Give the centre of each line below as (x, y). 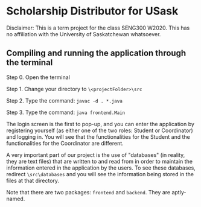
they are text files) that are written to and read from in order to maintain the (100, 161)
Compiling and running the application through (96, 53)
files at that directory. (33, 180)
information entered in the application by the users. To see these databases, (101, 168)
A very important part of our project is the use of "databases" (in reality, (96, 154)
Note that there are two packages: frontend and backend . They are (88, 192)
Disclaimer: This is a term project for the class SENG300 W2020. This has (98, 28)
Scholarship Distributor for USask (92, 11)
